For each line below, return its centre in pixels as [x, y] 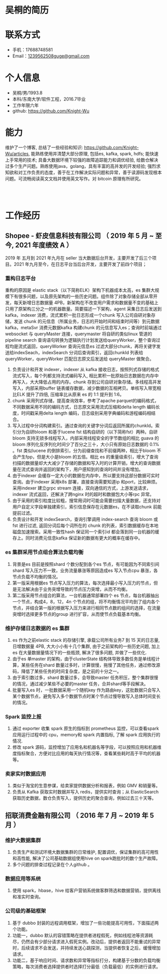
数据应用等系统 [23, 879]
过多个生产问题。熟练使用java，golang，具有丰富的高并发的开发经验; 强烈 [81, 166]
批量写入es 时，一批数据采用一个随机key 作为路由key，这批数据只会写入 [86, 690]
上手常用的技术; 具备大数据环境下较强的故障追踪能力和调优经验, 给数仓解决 [82, 160]
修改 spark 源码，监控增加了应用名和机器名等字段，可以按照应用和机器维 [87, 747]
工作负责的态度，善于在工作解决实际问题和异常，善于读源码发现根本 [92, 172]
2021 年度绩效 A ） [44, 245]
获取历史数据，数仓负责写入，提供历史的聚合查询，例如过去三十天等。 [84, 798]
